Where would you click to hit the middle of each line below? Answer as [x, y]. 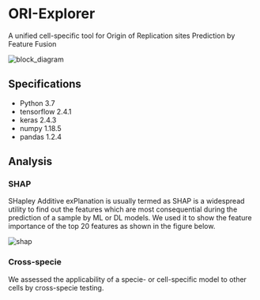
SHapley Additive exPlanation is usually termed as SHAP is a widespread [126, 201]
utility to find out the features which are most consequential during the [123, 209]
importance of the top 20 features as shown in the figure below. [112, 227]
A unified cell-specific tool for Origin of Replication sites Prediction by [122, 36]
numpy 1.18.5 [40, 128]
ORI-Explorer [52, 14]
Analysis [30, 161]
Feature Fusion [32, 43]
